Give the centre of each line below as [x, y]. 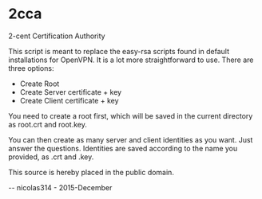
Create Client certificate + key [69, 100]
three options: [31, 68]
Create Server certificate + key [71, 92]
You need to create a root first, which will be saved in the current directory [131, 115]
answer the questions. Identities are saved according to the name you [123, 148]
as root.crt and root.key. [48, 124]
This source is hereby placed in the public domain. [91, 172]
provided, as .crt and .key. [51, 157]
